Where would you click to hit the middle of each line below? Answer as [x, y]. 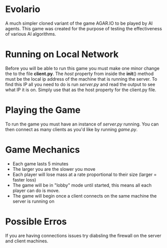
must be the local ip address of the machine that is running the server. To [81, 79]
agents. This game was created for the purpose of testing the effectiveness [84, 28]
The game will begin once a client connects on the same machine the [85, 196]
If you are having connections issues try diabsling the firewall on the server [83, 235]
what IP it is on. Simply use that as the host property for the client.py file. [81, 90]
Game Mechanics [43, 150]
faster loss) [24, 179]
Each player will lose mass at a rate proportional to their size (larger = [85, 174]
